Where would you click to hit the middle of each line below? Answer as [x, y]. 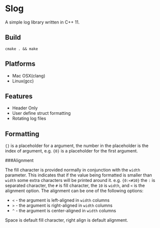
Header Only [25, 108]
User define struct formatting [41, 113]
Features [19, 96]
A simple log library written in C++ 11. [42, 22]
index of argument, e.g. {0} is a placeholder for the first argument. [71, 151]
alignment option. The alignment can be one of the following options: [74, 191]
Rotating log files [29, 119]
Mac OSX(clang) [29, 76]
